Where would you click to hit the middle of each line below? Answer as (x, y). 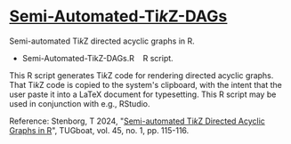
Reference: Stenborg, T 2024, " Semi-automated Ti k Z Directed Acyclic (137, 121)
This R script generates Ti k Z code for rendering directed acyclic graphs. (141, 75)
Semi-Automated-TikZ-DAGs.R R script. (97, 58)
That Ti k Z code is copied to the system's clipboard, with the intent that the (145, 84)
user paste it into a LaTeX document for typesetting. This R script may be (143, 94)
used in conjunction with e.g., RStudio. (80, 103)
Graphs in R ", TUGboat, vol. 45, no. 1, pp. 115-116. (99, 130)
